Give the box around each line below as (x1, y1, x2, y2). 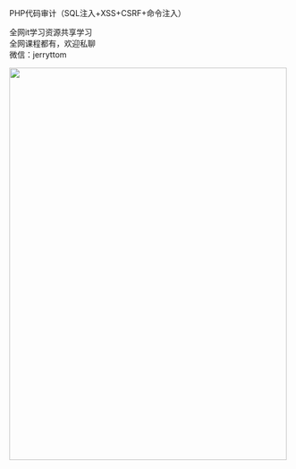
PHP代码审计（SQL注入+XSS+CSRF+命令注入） (9, 8, 186, 18)
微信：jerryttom (9, 49, 67, 60)
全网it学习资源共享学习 (9, 27, 92, 38)
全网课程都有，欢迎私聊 (9, 39, 96, 48)
